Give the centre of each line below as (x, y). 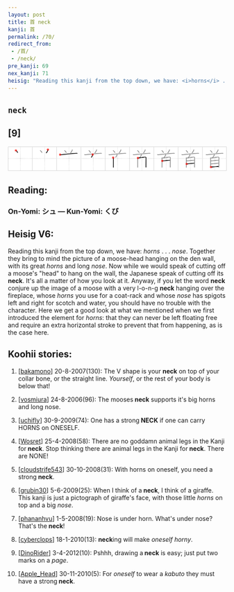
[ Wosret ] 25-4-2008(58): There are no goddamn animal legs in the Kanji (121, 441)
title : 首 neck (29, 22)
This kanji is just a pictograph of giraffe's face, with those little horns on (120, 497)
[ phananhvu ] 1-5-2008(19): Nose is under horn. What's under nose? (115, 518)
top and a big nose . (45, 505)
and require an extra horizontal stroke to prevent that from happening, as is (115, 325)
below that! (34, 385)
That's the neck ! (41, 526)
